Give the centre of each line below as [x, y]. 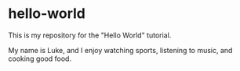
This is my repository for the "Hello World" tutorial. [90, 35]
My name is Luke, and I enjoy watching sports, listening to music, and [120, 50]
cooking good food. [40, 59]
